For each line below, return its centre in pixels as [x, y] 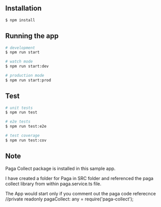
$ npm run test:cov [26, 140]
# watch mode [19, 62]
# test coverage [22, 136]
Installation [23, 8]
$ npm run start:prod [28, 80]
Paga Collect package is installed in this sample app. [60, 168]
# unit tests [19, 108]
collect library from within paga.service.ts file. [53, 184]
